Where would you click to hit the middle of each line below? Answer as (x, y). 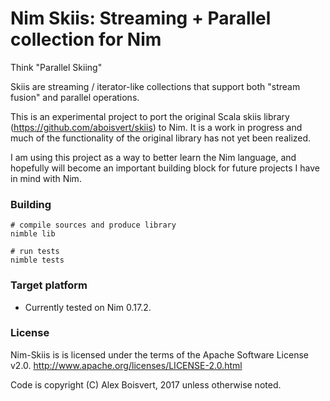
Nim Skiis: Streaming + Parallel (141, 18)
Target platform (49, 285)
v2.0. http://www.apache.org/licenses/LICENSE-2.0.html (126, 365)
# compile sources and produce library (93, 225)
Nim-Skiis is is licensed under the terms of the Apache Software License (159, 354)
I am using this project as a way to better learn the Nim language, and (153, 157)
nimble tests (37, 260)
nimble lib (33, 234)
